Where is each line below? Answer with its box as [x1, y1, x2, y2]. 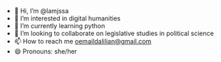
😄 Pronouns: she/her [14, 47, 77, 56]
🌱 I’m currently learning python [14, 22, 106, 30]
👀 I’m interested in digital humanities [14, 14, 121, 23]
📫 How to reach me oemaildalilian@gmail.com [14, 37, 152, 45]
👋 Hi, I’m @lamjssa [14, 7, 69, 15]
